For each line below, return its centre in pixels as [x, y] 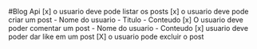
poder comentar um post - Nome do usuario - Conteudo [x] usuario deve [128, 28]
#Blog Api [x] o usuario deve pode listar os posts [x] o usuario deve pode [128, 11]
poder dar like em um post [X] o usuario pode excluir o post [106, 36]
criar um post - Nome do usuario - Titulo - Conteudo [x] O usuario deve [126, 20]
